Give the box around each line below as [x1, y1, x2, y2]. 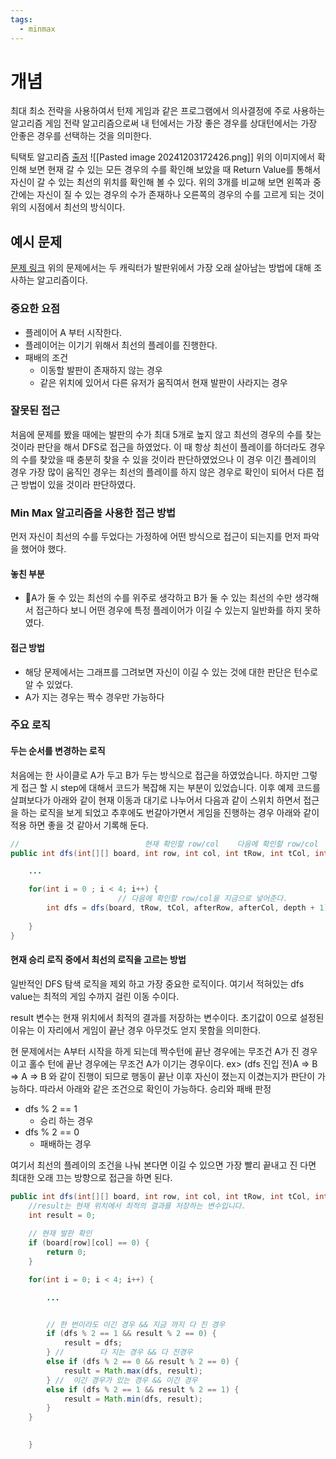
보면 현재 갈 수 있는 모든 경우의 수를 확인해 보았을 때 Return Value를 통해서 [28, 164, 321, 176]
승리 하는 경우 [39, 1114, 94, 1126]
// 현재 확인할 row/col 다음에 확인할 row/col [10, 839, 319, 849]
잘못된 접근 [10, 404, 61, 418]
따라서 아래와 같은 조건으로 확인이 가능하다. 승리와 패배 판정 [39, 1082, 272, 1095]
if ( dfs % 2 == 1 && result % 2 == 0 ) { [46, 1329, 217, 1339]
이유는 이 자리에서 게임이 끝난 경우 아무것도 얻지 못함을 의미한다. [10, 1024, 262, 1036]
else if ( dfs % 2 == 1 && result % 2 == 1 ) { [46, 1384, 240, 1395]
